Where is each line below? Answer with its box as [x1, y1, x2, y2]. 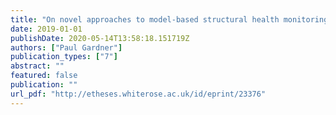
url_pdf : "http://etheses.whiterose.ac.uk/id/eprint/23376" [10, 89, 267, 99]
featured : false [10, 71, 78, 81]
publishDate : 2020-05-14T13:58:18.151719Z [10, 33, 190, 43]
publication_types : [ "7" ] [10, 52, 118, 62]
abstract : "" [10, 61, 65, 71]
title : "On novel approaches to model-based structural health [10, 14, 280, 25]
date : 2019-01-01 [10, 24, 83, 34]
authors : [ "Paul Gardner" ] [10, 42, 123, 53]
